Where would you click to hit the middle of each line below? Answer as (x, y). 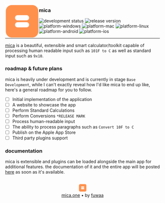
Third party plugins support (40, 138)
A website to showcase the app (44, 104)
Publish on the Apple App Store (44, 132)
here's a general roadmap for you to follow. (49, 90)
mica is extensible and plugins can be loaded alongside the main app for (78, 162)
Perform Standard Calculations (43, 110)
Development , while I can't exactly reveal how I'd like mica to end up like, (78, 84)
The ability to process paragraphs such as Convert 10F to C (73, 127)
